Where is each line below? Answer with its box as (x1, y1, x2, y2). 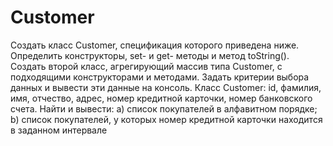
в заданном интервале (10, 124, 108, 136)
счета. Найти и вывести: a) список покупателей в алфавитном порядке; (10, 102, 318, 115)
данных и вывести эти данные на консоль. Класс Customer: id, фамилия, (10, 81, 322, 93)
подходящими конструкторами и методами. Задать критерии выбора (10, 71, 310, 83)
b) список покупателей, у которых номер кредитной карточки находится (10, 113, 323, 125)
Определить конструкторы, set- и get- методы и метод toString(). (10, 49, 290, 61)
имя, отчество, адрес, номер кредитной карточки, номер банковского (10, 92, 313, 104)
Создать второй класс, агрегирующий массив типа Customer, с (10, 60, 283, 72)
